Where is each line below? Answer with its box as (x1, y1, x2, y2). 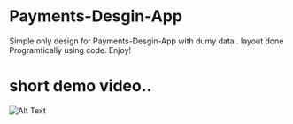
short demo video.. (9, 76, 152, 97)
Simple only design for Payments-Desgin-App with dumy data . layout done (9, 35, 284, 46)
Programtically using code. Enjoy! (9, 44, 132, 55)
